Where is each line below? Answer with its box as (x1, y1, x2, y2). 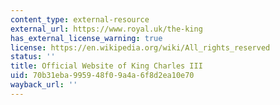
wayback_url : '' (10, 80, 78, 90)
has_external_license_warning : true (10, 33, 163, 43)
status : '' (10, 52, 56, 62)
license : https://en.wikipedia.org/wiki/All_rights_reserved (10, 42, 271, 53)
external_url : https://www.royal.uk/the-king (10, 24, 203, 34)
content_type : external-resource (10, 14, 150, 25)
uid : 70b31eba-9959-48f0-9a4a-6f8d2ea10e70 (10, 71, 195, 81)
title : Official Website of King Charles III (10, 61, 203, 71)
